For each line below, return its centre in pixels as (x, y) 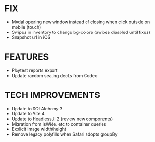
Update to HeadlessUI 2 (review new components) (62, 119)
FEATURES (27, 57)
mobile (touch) (26, 27)
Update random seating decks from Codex (54, 75)
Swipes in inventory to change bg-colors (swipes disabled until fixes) (81, 32)
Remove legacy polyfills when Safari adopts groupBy (64, 134)
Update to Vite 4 (28, 113)
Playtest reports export (34, 70)
